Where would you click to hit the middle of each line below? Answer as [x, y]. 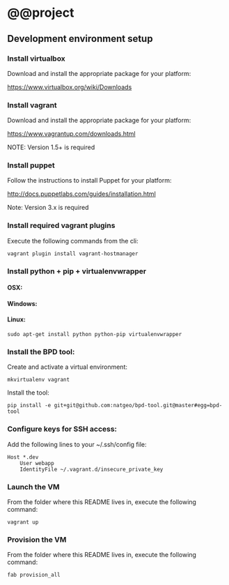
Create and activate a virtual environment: [67, 367]
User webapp [37, 463]
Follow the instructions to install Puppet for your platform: [89, 181]
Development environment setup [80, 39]
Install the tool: [29, 393]
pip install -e [29, 406]
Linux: [16, 319]
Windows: [22, 303]
